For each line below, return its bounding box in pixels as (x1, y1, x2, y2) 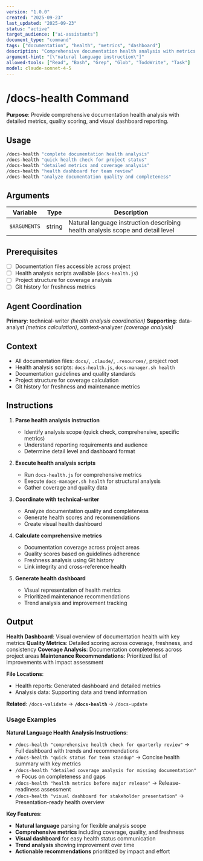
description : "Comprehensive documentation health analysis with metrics (6, 48, 196, 54)
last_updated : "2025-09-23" (6, 20, 77, 26)
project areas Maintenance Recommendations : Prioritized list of (6, 652, 168, 660)
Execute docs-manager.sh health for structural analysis (24, 477, 161, 485)
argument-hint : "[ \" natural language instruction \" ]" (6, 54, 145, 60)
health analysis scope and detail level (68, 226, 175, 235)
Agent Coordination (6, 301, 82, 312)
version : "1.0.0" (6, 8, 50, 15)
